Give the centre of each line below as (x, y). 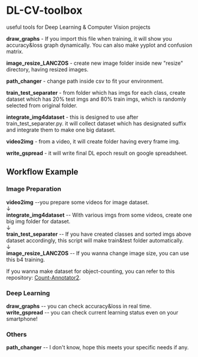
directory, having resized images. (47, 69)
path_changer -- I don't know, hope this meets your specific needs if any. (97, 347)
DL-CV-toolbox (44, 10)
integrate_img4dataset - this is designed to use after (72, 117)
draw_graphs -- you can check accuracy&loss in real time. (79, 306)
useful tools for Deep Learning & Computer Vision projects (79, 27)
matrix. (15, 51)
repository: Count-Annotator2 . (43, 277)
